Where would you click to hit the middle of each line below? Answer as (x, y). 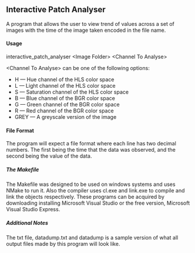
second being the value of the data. (49, 156)
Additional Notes (27, 222)
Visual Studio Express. (33, 209)
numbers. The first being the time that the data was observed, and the (91, 150)
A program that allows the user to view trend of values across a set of (90, 24)
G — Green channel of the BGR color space (67, 105)
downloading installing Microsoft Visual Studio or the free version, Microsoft (98, 203)
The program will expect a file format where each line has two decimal (91, 144)
